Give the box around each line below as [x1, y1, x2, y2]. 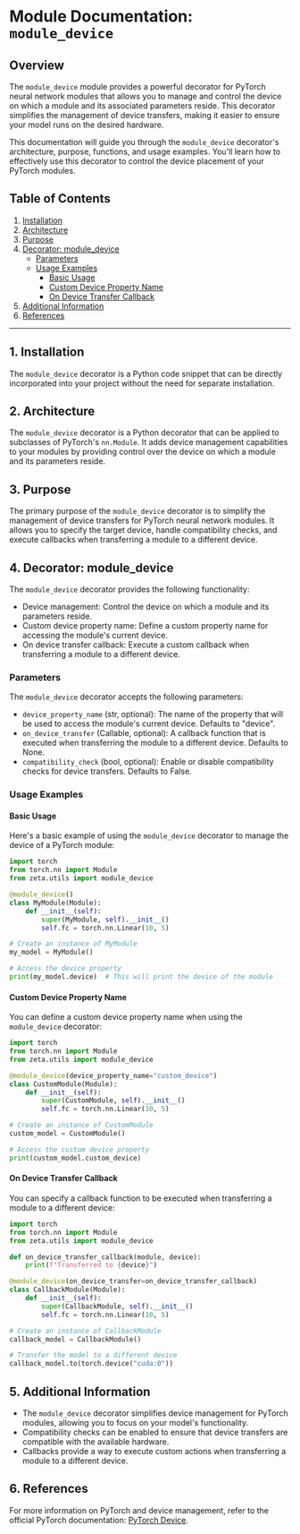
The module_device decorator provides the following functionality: [9, 584, 250, 595]
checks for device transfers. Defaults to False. [21, 766, 192, 776]
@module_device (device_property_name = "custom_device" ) [9, 1071, 218, 1080]
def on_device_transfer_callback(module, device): [9, 1252, 202, 1262]
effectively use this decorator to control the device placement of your [9, 156, 265, 167]
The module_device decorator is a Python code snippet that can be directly [9, 368, 283, 379]
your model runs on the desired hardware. [9, 119, 164, 130]
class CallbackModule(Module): [9, 1285, 126, 1295]
